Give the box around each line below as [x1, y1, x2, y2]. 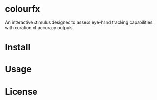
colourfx [5, 3, 40, 15]
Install [5, 42, 31, 53]
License [5, 86, 38, 97]
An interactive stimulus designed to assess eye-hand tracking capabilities [5, 19, 153, 25]
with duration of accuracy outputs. [5, 24, 74, 30]
